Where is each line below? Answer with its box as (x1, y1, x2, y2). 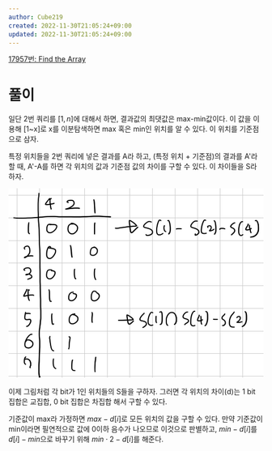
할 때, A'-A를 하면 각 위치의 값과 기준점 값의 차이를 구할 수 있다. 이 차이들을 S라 (8, 162, 257, 172)
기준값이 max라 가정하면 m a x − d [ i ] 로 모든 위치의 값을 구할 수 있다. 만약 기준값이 (8, 414, 263, 423)
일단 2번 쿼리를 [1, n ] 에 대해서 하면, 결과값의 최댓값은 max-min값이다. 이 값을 (8, 114, 252, 124)
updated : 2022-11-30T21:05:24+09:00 (8, 30, 132, 38)
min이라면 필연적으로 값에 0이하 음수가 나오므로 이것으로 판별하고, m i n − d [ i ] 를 (8, 423, 257, 433)
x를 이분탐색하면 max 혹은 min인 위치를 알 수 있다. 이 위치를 (48, 124, 238, 134)
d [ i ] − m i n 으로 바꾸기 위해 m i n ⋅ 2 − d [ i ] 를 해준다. (8, 434, 164, 444)
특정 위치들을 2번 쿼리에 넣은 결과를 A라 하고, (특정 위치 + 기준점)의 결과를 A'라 (8, 151, 258, 161)
